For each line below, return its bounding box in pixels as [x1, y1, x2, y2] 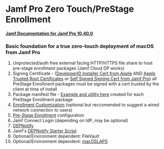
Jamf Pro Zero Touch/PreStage [5, 3, 134, 15]
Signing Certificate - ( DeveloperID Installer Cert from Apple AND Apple [12, 70, 156, 77]
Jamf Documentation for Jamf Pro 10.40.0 [5, 30, 94, 36]
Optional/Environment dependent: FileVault [12, 133, 99, 139]
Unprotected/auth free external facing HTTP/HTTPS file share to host [12, 60, 153, 66]
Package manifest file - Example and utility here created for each [12, 91, 144, 97]
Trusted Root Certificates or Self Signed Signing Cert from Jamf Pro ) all [12, 76, 157, 82]
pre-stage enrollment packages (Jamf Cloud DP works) [12, 65, 125, 71]
